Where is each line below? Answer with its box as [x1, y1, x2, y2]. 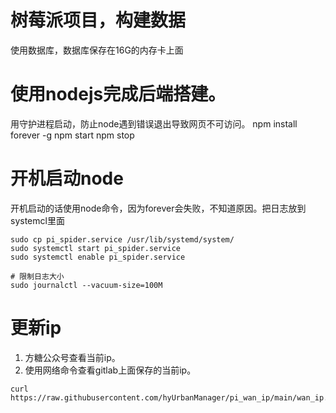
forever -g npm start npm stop [10, 129, 135, 141]
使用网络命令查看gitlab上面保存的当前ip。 [24, 364, 197, 376]
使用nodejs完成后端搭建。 [10, 83, 227, 106]
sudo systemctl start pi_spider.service [10, 243, 182, 253]
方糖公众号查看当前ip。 [24, 351, 121, 363]
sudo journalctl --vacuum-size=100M [10, 280, 163, 290]
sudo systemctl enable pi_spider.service [10, 252, 186, 262]
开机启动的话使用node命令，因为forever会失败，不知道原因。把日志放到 [10, 202, 307, 214]
